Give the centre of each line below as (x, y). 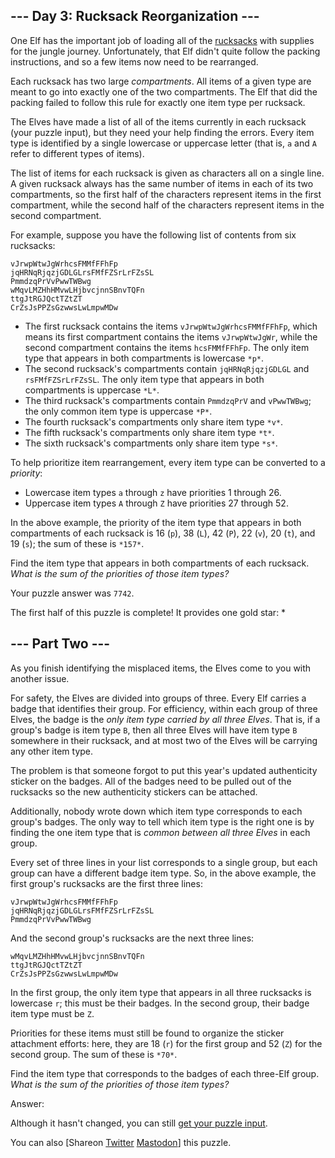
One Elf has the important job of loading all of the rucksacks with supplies (162, 40)
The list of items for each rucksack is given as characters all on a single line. (167, 173)
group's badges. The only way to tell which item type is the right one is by (162, 821)
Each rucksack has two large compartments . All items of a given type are (161, 81)
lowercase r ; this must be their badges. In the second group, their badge (160, 1003)
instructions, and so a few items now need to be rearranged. (134, 61)
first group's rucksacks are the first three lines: (106, 883)
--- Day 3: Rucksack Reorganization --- (135, 16)
